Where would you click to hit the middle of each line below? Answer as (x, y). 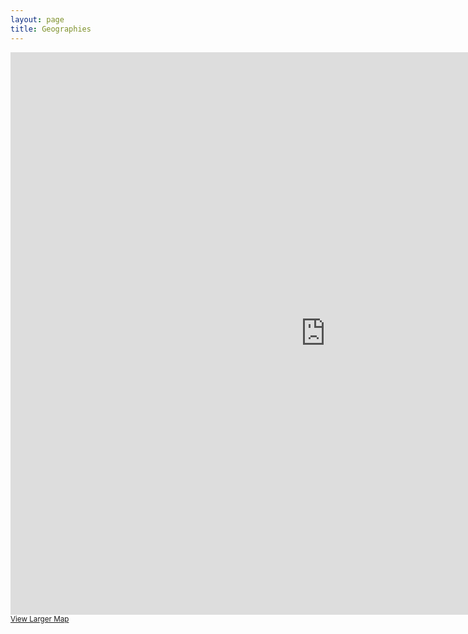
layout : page (37, 19)
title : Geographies (51, 29)
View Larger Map (40, 619)
